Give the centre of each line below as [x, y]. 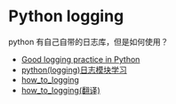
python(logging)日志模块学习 [74, 70]
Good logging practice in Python [80, 59]
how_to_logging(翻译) [61, 90]
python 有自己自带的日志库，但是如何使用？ [88, 41]
